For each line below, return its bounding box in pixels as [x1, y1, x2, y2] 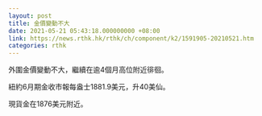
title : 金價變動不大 [8, 19, 70, 27]
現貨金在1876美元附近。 [8, 99, 88, 109]
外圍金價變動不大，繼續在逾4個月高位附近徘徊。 [8, 65, 169, 75]
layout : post [8, 11, 52, 20]
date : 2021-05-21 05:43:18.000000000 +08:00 [8, 27, 160, 35]
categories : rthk [8, 42, 67, 50]
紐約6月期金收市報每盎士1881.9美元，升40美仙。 [8, 82, 170, 92]
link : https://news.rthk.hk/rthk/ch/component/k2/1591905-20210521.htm [8, 34, 254, 43]
